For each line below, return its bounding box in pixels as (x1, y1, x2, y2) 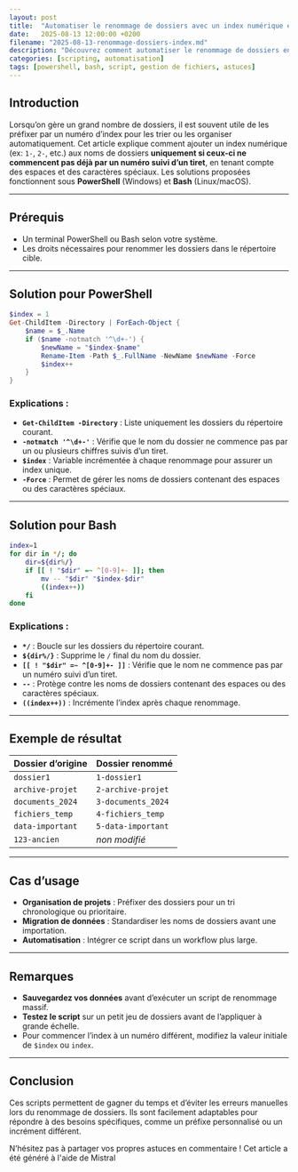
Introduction (9, 95, 80, 111)
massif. (21, 1002, 49, 1013)
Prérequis (9, 210, 65, 225)
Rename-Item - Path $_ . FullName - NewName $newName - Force (41, 351, 255, 360)
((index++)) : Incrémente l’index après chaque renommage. (21, 697, 241, 708)
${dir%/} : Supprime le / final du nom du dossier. (21, 650, 201, 661)
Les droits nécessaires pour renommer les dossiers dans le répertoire (21, 243, 277, 253)
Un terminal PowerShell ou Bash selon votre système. (21, 233, 218, 245)
